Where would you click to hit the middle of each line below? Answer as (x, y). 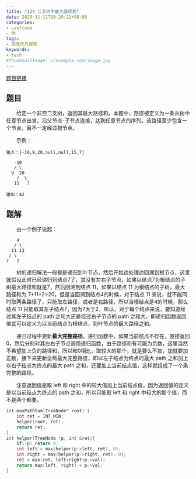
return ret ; (31, 427)
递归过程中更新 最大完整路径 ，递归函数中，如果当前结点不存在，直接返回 (103, 336)
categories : (20, 22)
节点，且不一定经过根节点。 (44, 128)
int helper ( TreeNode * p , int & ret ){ (50, 438)
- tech (14, 55)
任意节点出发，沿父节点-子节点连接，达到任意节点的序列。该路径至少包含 (94, 121)
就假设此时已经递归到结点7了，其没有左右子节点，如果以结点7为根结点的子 (96, 280)
